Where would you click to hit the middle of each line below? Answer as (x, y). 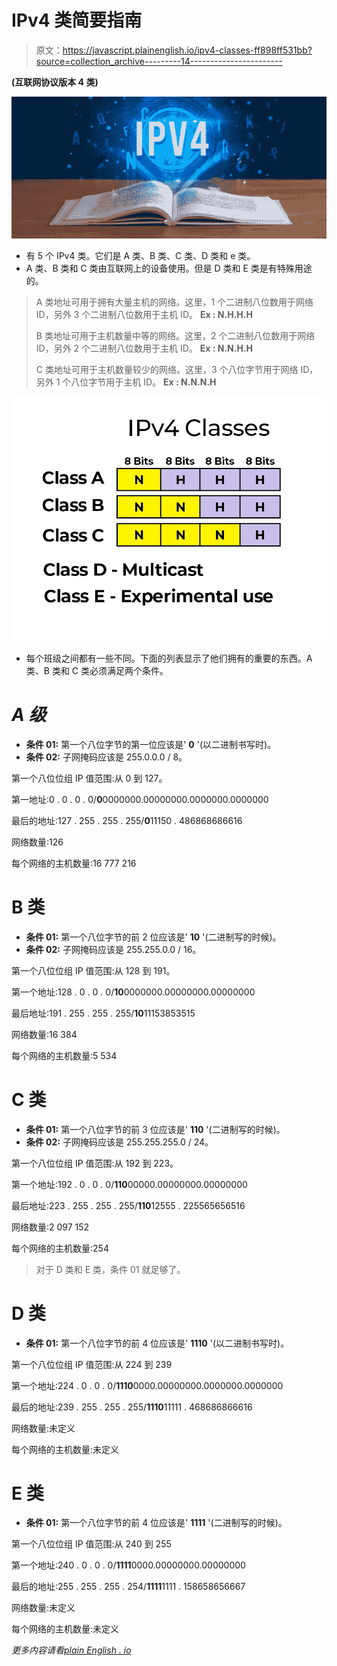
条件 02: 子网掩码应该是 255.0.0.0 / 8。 (106, 757)
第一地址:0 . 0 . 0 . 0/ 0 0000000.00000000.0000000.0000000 (140, 799)
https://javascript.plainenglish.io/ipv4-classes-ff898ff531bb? (187, 50)
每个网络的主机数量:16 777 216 (74, 863)
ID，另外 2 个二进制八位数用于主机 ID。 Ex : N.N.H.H (144, 348)
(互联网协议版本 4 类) (55, 82)
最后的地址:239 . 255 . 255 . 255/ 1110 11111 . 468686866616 (132, 1407)
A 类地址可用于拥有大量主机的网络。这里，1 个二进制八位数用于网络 (174, 302)
